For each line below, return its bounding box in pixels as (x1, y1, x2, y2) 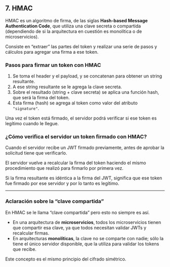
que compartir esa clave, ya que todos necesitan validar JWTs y (12, 224, 147, 231)
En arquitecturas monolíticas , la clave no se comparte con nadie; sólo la (12, 235, 164, 241)
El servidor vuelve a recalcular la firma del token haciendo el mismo (5, 160, 146, 166)
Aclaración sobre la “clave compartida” (5, 198, 104, 205)
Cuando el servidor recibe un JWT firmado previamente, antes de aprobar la (5, 144, 164, 151)
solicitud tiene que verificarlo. (5, 150, 67, 156)
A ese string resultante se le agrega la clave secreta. (12, 84, 122, 90)
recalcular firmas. (12, 230, 50, 236)
